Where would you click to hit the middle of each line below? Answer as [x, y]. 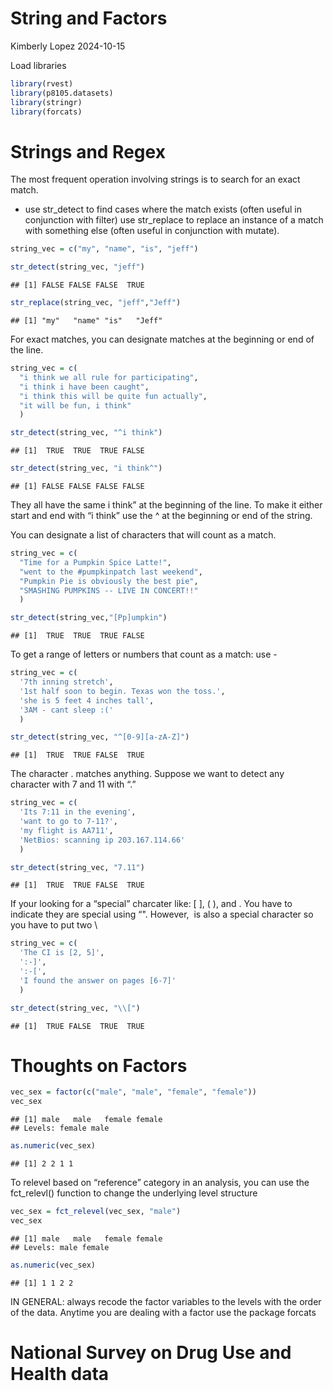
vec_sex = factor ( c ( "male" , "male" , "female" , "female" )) [133, 1092]
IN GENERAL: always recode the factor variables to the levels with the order [166, 1301]
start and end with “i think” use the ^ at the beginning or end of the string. [161, 515]
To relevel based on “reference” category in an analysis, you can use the [160, 1183]
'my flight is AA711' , [66, 830]
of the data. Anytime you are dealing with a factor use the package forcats [163, 1312]
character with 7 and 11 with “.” [73, 784]
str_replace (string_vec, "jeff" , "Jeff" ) [96, 303]
